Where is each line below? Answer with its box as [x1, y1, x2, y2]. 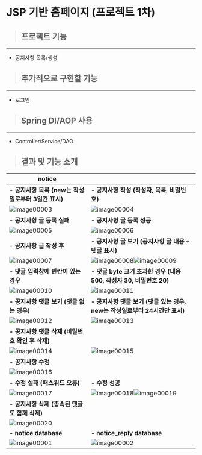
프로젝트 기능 [20, 31, 67, 42]
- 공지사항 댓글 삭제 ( [9, 328, 67, 336]
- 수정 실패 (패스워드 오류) [9, 379, 80, 388]
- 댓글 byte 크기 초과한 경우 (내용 [91, 268, 182, 276]
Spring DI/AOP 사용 [20, 116, 93, 126]
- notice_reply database [91, 429, 162, 438]
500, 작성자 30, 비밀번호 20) [91, 277, 170, 285]
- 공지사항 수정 [9, 358, 50, 366]
